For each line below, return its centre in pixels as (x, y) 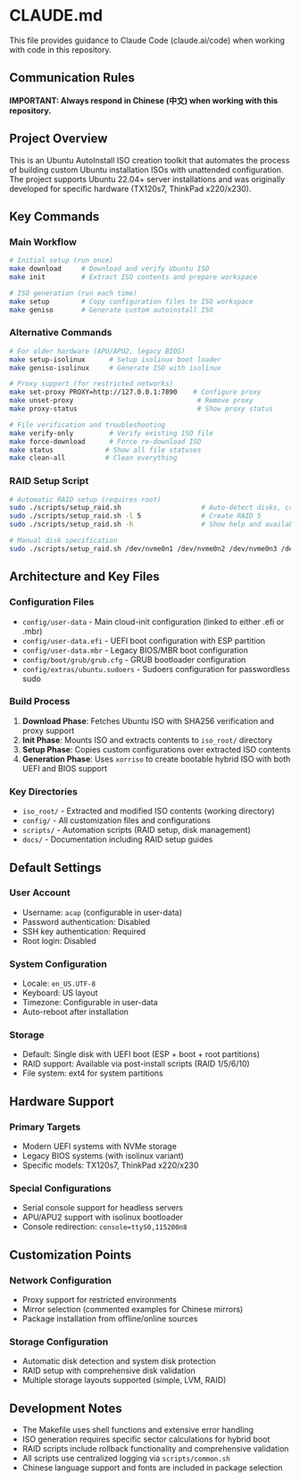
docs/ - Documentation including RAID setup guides (117, 839)
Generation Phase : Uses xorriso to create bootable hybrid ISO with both (156, 759)
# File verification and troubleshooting (87, 425)
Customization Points (71, 1255)
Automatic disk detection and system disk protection (119, 1361)
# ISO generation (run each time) (74, 293)
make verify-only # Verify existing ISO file (112, 433)
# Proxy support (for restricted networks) (92, 384)
